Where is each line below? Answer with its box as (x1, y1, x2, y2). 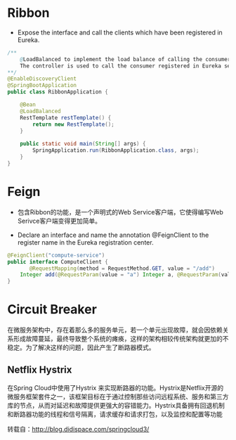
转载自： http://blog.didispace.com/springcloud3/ (7, 425, 150, 433)
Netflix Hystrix (7, 364, 72, 376)
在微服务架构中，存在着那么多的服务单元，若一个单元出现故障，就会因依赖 (7, 325, 223, 335)
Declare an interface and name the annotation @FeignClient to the (17, 231, 209, 239)
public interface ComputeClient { (7, 258, 109, 265)
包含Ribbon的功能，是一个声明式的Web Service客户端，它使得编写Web (17, 207, 223, 216)
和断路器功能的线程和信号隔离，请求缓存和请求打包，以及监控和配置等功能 (7, 410, 223, 418)
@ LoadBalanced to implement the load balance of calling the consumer (20, 56, 231, 63)
